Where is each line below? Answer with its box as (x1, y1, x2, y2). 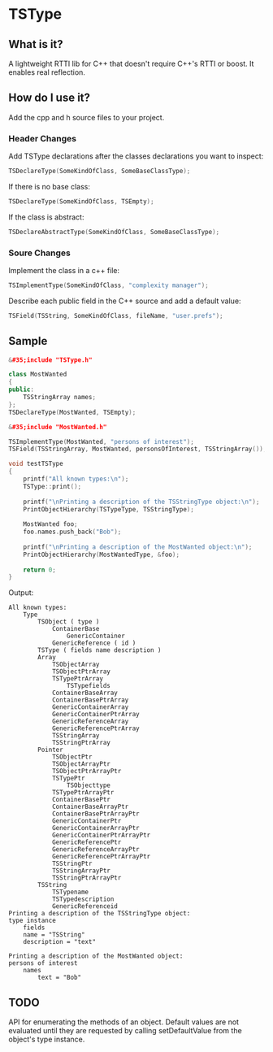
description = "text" (23, 938, 96, 946)
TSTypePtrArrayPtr (51, 789, 115, 797)
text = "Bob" (37, 973, 82, 982)
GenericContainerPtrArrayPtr (51, 831, 151, 840)
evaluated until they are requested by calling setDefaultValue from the (8, 1026, 242, 1036)
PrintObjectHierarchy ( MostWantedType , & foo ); (23, 550, 180, 559)
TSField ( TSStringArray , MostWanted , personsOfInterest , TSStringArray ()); (8, 445, 267, 454)
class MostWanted (8, 371, 67, 379)
